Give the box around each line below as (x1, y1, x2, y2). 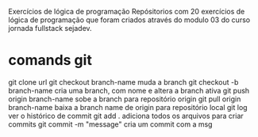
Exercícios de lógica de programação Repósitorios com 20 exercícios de (8, 7, 245, 16)
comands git (8, 51, 93, 70)
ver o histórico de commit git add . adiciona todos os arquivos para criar (8, 111, 244, 120)
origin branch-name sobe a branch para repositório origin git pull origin (8, 94, 241, 104)
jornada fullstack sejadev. (8, 24, 93, 32)
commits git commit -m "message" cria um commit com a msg (8, 119, 213, 129)
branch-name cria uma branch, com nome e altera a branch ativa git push (8, 86, 250, 95)
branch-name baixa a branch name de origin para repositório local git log (8, 102, 248, 112)
